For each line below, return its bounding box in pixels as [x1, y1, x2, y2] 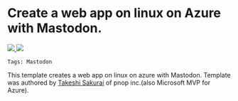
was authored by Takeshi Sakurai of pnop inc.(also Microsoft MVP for [7, 78, 211, 87]
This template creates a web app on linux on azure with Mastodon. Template [7, 70, 231, 79]
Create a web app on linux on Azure [7, 5, 222, 21]
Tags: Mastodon [7, 58, 53, 65]
